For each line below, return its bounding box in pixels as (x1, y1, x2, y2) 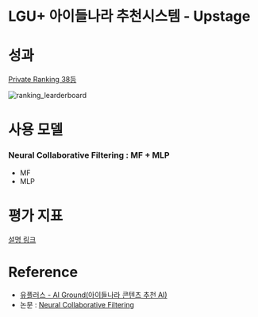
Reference (8, 263, 78, 281)
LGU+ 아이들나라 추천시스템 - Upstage (8, 7, 251, 25)
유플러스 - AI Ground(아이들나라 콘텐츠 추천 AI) (19, 290, 168, 299)
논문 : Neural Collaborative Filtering (19, 300, 135, 310)
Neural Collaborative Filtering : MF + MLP (8, 150, 170, 161)
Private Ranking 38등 (8, 75, 77, 84)
